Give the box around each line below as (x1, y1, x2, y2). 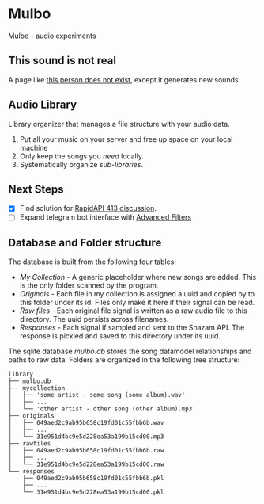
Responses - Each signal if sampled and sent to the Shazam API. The (19, 323, 245, 333)
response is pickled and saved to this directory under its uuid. (19, 331, 221, 341)
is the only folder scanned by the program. (19, 281, 159, 290)
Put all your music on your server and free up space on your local (19, 134, 233, 143)
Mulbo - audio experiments (8, 31, 96, 40)
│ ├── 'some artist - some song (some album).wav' (8, 391, 186, 399)
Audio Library (8, 98, 77, 112)
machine (19, 143, 49, 152)
